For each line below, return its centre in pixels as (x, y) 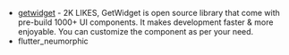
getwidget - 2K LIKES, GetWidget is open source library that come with (149, 13)
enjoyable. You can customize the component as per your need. (136, 31)
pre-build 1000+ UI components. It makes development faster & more (145, 22)
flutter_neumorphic (53, 41)
